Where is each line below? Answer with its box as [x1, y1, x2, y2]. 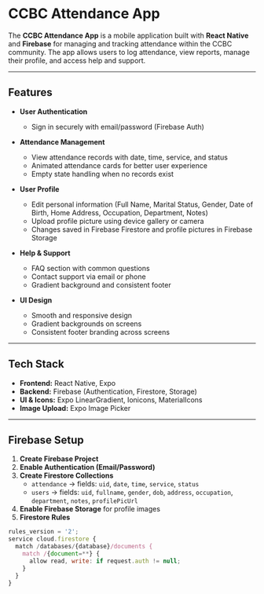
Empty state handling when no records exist [31, 169, 174, 178]
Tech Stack [8, 357, 64, 371]
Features [8, 86, 53, 99]
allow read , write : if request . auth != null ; [28, 557, 181, 565]
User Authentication [19, 107, 88, 116]
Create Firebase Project [19, 454, 99, 464]
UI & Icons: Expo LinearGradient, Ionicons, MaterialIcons [19, 394, 203, 405]
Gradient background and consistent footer [31, 280, 171, 289]
